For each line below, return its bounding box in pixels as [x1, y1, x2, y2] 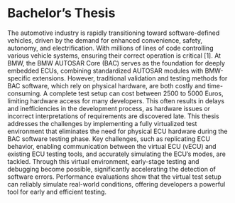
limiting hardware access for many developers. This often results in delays [7, 96, 225, 105]
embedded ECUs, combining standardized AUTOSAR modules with [7, 66, 204, 75]
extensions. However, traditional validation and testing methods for [32, 73, 228, 83]
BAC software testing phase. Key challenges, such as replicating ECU [7, 134, 211, 143]
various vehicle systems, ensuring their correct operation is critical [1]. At [7, 51, 222, 60]
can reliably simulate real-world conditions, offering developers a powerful [7, 179, 226, 188]
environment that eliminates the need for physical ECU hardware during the [7, 127, 229, 135]
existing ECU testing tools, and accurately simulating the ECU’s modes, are [7, 150, 226, 158]
